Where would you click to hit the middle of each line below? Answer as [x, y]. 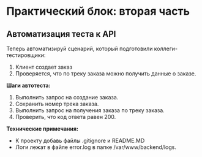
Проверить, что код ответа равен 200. [65, 117]
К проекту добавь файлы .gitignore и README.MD [80, 140]
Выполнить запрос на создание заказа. [67, 97]
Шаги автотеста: [28, 85]
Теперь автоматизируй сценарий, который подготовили [80, 48]
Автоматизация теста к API [61, 34]
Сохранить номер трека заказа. [57, 104]
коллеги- [166, 48]
